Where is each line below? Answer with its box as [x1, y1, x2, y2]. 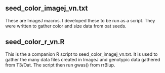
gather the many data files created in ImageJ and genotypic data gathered [5, 56, 160, 62]
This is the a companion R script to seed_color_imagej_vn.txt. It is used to [5, 51, 158, 57]
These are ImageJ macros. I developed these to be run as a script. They [5, 17, 155, 23]
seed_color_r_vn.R [5, 38, 65, 46]
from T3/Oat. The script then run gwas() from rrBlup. [5, 62, 115, 68]
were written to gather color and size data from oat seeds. [5, 23, 127, 29]
